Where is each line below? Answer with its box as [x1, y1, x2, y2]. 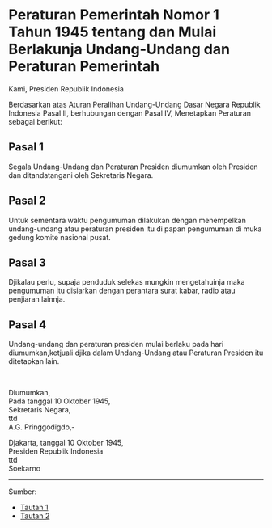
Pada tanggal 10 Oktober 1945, [8, 396, 111, 406]
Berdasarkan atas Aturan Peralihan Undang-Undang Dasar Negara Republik [8, 99, 261, 109]
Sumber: [8, 487, 37, 496]
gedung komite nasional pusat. [8, 232, 111, 242]
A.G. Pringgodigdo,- [8, 422, 75, 432]
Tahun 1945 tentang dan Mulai [8, 23, 217, 41]
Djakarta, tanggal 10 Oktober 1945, [8, 438, 124, 448]
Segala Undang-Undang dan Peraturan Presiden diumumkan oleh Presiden [8, 162, 258, 171]
